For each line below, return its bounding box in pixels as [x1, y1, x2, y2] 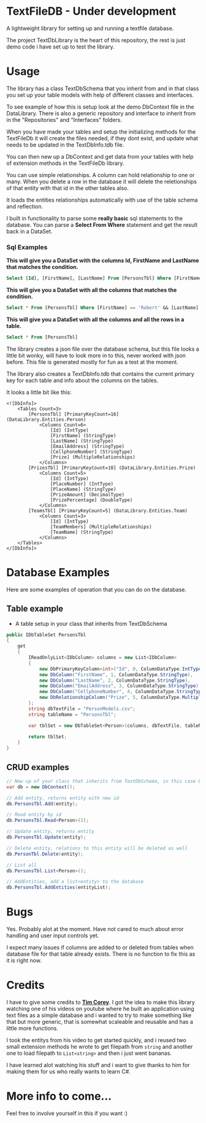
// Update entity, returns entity [6, 829, 95, 835]
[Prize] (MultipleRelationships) [50, 454, 136, 460]
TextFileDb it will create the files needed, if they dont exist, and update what [6, 134, 198, 142]
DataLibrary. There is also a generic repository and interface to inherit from [6, 109, 196, 117]
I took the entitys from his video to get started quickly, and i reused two [6, 1037, 187, 1044]
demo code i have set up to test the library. [6, 43, 115, 50]
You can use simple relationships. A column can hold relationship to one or [6, 171, 195, 178]
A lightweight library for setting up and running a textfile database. [6, 25, 174, 32]
